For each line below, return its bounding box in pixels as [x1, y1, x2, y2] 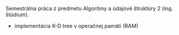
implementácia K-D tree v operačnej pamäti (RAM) [14, 23, 139, 29]
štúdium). [5, 11, 29, 18]
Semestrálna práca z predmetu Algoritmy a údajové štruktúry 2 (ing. [5, 5, 174, 12]
